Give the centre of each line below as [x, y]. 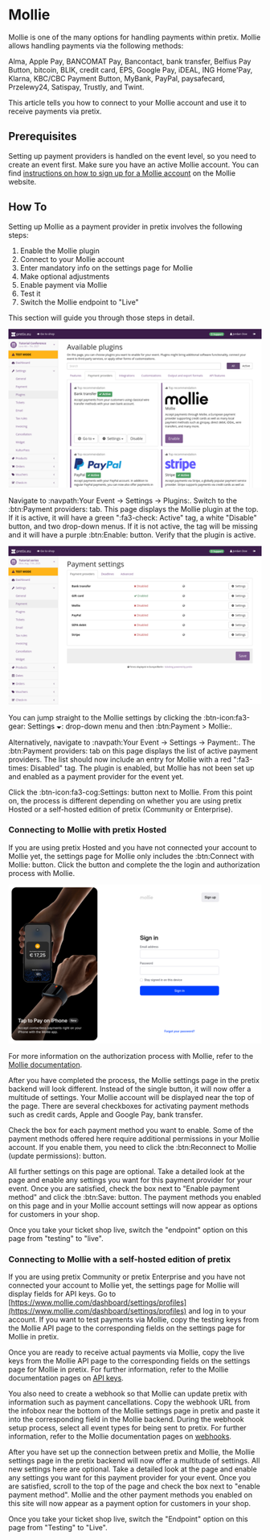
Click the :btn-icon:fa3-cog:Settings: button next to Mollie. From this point [131, 792]
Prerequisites [43, 137]
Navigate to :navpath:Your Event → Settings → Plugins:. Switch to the [123, 500]
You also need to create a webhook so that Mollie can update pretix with [128, 1394]
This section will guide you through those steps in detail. [102, 318]
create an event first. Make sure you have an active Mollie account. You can [134, 164]
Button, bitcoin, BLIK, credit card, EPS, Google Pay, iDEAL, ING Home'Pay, [131, 69]
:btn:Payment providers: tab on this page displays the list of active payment [133, 750]
